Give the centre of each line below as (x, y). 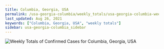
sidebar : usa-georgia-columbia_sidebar (46, 28)
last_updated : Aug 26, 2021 (34, 18)
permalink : (16, 14)
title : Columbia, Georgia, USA (37, 9)
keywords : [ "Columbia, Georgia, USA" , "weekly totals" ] (63, 23)
